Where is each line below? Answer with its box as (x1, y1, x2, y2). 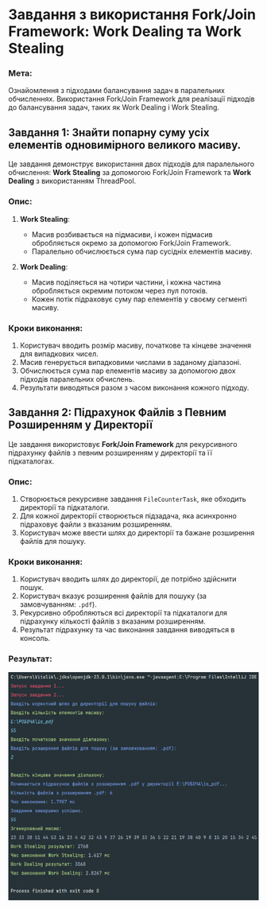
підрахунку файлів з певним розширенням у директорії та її (8, 448, 213, 457)
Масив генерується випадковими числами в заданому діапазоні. (19, 357, 242, 367)
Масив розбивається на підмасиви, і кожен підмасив (31, 229, 213, 239)
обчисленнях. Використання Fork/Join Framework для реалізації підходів (8, 94, 256, 104)
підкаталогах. (8, 456, 55, 466)
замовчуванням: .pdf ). (19, 600, 97, 609)
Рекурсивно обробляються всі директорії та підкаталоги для (19, 608, 228, 618)
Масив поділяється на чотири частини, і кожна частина (31, 277, 221, 287)
